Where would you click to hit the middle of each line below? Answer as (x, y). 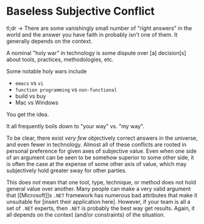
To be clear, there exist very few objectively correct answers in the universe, (102, 138)
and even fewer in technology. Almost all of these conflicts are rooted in (97, 144)
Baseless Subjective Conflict (81, 11)
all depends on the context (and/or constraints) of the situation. (86, 214)
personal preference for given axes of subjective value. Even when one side (101, 151)
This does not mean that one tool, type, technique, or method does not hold (101, 182)
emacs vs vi (29, 83)
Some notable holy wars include (47, 71)
